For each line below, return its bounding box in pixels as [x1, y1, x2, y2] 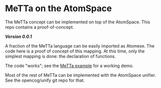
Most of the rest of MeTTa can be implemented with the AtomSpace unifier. [5, 72, 156, 78]
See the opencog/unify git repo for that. [5, 77, 85, 83]
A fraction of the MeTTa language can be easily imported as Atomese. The [5, 43, 155, 49]
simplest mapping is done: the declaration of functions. [5, 53, 116, 59]
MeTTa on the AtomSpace [5, 3, 112, 14]
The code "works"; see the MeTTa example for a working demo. [5, 63, 134, 69]
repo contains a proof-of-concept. [5, 24, 74, 30]
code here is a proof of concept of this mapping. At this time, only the [5, 48, 145, 54]
